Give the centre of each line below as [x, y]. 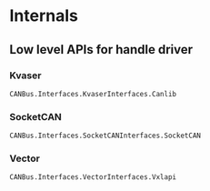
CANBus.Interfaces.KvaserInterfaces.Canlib [93, 94]
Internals [44, 16]
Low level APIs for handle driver [101, 50]
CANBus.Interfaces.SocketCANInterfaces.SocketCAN [105, 136]
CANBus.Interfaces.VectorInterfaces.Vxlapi [93, 177]
